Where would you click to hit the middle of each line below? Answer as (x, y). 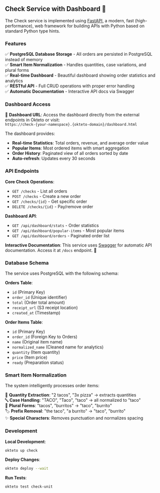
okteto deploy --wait (27, 469)
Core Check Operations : (30, 181)
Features (16, 43)
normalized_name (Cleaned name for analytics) (58, 347)
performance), (19, 26)
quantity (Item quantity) (36, 352)
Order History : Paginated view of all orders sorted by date (70, 153)
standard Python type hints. (33, 31)
